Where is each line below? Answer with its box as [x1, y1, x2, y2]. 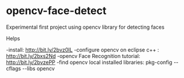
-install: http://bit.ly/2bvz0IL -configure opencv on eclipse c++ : [6, 46, 159, 53]
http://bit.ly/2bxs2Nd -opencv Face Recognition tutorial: [6, 52, 140, 59]
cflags [6, 65, 22, 72]
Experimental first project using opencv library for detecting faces [6, 23, 165, 30]
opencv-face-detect [6, 4, 107, 18]
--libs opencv [22, 65, 55, 72]
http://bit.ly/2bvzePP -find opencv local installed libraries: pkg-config [6, 59, 172, 66]
